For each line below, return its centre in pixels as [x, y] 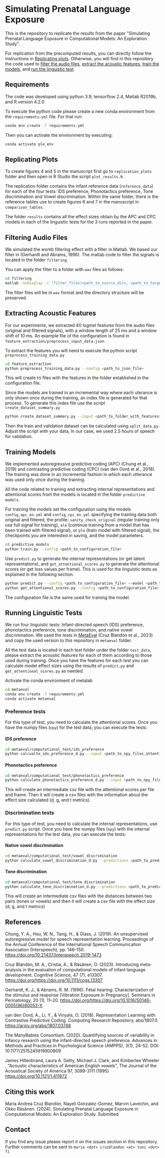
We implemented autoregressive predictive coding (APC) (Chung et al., [77, 464]
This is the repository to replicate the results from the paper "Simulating [78, 33]
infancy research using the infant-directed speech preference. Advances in [81, 1040]
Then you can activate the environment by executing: [59, 135]
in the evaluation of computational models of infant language [84, 970]
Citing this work [30, 1092]
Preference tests [25, 711]
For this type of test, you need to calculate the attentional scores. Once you [81, 722]
